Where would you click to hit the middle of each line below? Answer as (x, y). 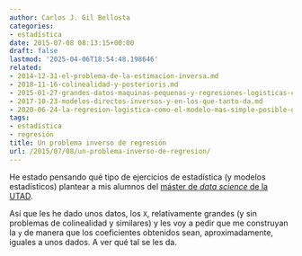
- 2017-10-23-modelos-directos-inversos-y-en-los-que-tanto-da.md (136, 101)
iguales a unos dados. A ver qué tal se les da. (93, 242)
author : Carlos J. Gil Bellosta (70, 18)
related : (26, 68)
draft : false (34, 51)
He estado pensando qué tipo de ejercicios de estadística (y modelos (138, 177)
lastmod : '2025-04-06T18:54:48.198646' (84, 59)
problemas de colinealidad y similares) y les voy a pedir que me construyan (149, 223)
